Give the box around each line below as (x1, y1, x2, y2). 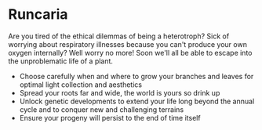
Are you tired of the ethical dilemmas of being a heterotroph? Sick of (8, 31, 230, 41)
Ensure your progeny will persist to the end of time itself (19, 113, 202, 122)
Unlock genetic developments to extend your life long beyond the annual (19, 96, 255, 106)
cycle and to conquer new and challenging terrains (19, 104, 184, 114)
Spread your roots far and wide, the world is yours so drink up (19, 88, 220, 97)
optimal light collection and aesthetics (19, 80, 143, 89)
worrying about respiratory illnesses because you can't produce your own (8, 39, 247, 49)
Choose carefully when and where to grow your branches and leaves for (19, 71, 254, 81)
